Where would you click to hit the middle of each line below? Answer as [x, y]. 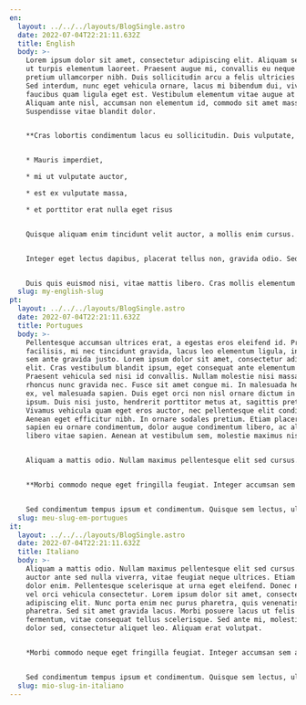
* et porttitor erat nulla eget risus [99, 210]
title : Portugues [51, 325]
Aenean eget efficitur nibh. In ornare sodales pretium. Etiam [148, 419]
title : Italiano [48, 552]
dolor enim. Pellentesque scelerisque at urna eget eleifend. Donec [158, 585]
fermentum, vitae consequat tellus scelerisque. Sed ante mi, [146, 620]
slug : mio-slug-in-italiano [71, 686]
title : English [46, 43]
